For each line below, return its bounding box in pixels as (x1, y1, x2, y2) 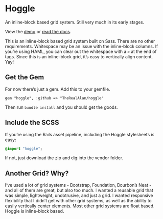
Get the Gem (5, 73, 44, 81)
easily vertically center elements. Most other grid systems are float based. (5, 203, 155, 209)
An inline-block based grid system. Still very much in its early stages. (5, 19, 144, 25)
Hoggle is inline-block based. (5, 208, 65, 214)
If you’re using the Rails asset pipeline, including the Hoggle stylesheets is (5, 131, 155, 137)
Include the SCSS (5, 119, 59, 127)
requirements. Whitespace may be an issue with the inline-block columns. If (5, 43, 158, 49)
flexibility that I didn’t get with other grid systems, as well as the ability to (5, 198, 152, 204)
